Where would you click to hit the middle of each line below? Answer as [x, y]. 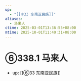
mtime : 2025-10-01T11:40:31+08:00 [41, 32]
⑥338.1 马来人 [37, 58]
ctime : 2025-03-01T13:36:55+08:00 [41, 28]
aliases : [14, 19]
